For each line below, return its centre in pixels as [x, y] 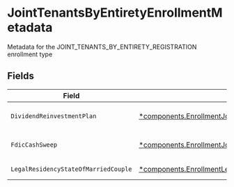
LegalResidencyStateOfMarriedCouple [71, 169]
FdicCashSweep [34, 145]
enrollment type [30, 54]
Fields [21, 76]
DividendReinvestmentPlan [54, 116]
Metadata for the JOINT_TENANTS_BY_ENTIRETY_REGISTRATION [102, 47]
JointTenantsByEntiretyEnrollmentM [115, 13]
